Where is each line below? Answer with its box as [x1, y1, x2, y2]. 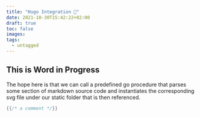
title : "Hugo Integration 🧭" [6, 8, 80, 15]
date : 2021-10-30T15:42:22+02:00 [6, 14, 90, 21]
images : [6, 31, 26, 37]
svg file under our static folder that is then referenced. [6, 93, 140, 101]
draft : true [6, 20, 36, 26]
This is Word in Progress [6, 65, 100, 75]
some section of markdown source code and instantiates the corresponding [6, 87, 195, 94]
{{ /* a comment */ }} [6, 105, 58, 112]
